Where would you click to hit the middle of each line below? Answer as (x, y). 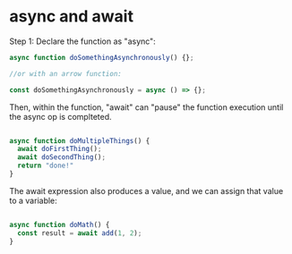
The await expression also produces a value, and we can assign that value (146, 190)
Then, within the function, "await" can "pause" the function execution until (146, 107)
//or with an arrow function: (66, 73)
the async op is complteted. (60, 116)
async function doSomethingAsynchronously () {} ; (102, 57)
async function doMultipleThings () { (80, 140)
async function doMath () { (60, 224)
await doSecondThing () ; (61, 157)
